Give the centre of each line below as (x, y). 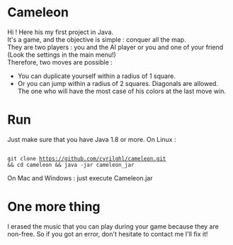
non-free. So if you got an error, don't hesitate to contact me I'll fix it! (108, 234)
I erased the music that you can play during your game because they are (113, 226)
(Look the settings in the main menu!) (62, 55)
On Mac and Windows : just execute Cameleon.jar (80, 178)
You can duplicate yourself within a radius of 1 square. (96, 76)
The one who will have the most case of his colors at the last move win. (122, 91)
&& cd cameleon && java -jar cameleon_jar (71, 165)
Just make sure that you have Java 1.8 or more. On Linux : (92, 139)
